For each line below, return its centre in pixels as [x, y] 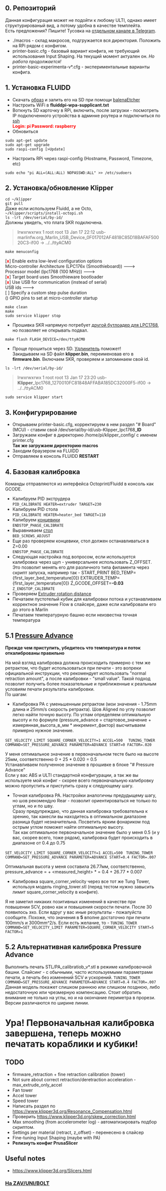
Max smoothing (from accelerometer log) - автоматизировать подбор [84, 1122]
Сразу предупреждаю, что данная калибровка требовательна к [80, 811]
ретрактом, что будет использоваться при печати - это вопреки [73, 668]
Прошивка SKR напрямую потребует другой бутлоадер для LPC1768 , [86, 325]
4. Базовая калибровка [43, 472]
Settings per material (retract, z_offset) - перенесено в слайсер [78, 1132]
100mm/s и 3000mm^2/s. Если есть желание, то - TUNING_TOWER [71, 923]
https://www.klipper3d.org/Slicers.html [52, 1171]
